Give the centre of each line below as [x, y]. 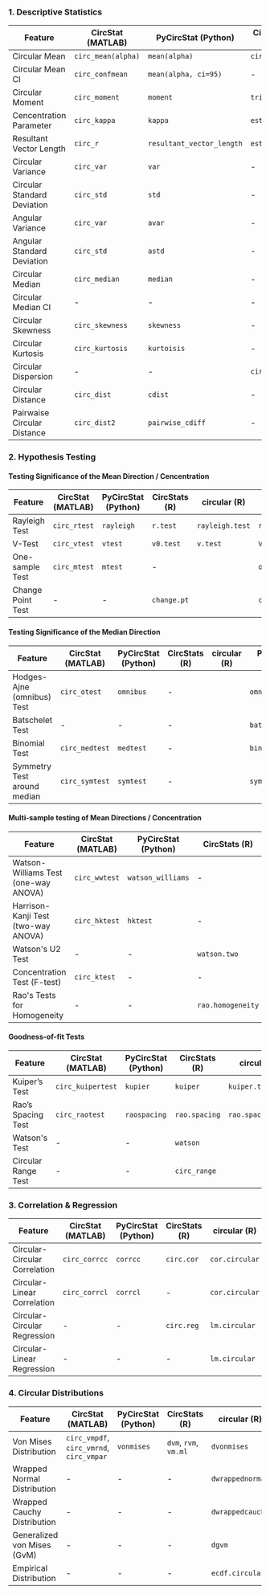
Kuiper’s [28, 1081]
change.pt [170, 600]
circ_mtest [74, 567]
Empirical [30, 1567]
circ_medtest [85, 748]
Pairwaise [31, 413]
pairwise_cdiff [177, 423]
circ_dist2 [94, 423]
